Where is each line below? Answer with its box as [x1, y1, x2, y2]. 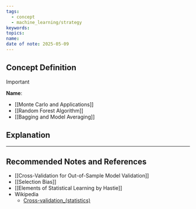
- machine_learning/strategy [11, 19, 82, 25]
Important [6, 78, 30, 85]
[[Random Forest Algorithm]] [14, 107, 83, 114]
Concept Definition [6, 62, 77, 73]
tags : [6, 8, 19, 15]
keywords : [6, 25, 30, 31]
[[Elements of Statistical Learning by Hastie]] [14, 184, 123, 191]
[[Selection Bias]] [14, 179, 57, 186]
